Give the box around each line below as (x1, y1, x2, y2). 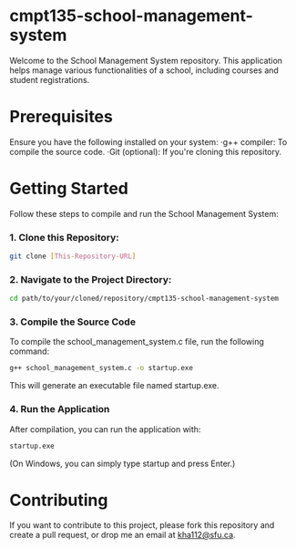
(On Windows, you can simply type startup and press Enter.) (9, 458, 236, 469)
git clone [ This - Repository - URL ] (9, 252, 137, 261)
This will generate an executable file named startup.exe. (9, 380, 220, 391)
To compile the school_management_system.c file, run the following (9, 337, 264, 347)
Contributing (9, 490, 108, 511)
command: (9, 346, 50, 357)
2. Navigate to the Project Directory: (9, 273, 172, 285)
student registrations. (9, 74, 90, 85)
